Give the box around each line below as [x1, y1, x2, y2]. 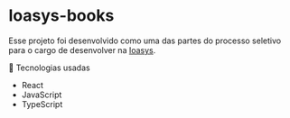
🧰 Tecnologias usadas [8, 62, 91, 73]
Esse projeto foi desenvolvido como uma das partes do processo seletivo [8, 35, 282, 46]
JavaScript [21, 89, 62, 100]
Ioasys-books [8, 5, 115, 26]
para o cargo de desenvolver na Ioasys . [8, 44, 156, 55]
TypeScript [21, 98, 63, 109]
